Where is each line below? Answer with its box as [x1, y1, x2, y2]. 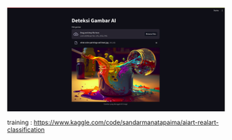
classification [7, 125, 45, 134]
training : [7, 118, 32, 126]
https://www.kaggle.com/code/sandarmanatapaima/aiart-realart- [33, 118, 219, 126]
